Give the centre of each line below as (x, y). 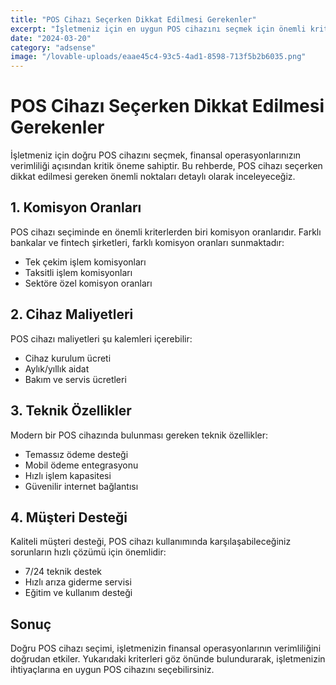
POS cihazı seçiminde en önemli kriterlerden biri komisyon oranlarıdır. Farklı (166, 232)
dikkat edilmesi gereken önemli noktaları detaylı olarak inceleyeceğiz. (153, 177)
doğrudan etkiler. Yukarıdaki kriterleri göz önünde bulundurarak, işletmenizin (168, 659)
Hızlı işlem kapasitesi (68, 475)
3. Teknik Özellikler (71, 411)
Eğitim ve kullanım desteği (78, 593)
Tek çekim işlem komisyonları (85, 262)
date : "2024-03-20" (51, 38)
